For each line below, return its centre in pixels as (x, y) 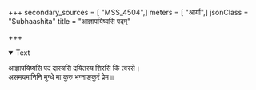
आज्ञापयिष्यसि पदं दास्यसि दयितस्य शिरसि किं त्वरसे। (74, 68)
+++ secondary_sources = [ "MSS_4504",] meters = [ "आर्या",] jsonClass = (128, 12)
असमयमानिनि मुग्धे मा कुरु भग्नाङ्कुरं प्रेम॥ (61, 77)
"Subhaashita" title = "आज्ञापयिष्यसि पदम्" (70, 21)
